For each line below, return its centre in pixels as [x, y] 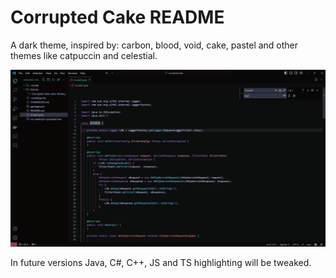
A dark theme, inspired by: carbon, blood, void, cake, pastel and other [154, 45]
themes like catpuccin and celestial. [84, 55]
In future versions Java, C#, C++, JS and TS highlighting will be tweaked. [161, 263]
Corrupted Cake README [117, 17]
